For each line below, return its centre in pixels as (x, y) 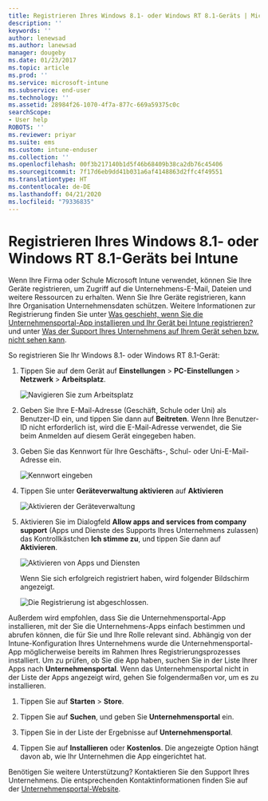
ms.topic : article (39, 68)
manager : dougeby (37, 53)
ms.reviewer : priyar (43, 134)
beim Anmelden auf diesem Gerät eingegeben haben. (108, 436)
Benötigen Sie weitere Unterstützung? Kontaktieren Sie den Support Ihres (129, 772)
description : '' (35, 23)
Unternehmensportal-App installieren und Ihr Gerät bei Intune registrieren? (131, 323)
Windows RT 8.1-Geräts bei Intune (123, 258)
